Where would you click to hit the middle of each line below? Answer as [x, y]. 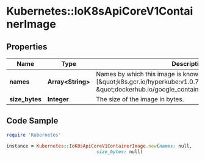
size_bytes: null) [120, 152]
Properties [27, 47]
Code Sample [32, 121]
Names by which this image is [139, 74]
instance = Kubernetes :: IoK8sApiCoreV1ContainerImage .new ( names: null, [99, 146]
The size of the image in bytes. [140, 99]
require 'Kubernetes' [34, 135]
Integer [58, 99]
